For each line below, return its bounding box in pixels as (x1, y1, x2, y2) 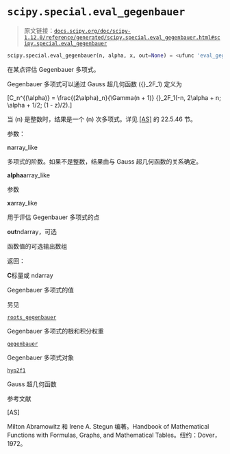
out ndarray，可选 (7, 227, 57, 236)
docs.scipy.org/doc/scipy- (53, 27, 131, 34)
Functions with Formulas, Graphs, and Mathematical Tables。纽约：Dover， (7, 431, 221, 439)
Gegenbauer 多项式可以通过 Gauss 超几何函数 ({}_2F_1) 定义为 (7, 79, 183, 88)
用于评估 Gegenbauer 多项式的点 (7, 213, 100, 221)
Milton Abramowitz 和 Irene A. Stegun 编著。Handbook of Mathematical (7, 422, 209, 430)
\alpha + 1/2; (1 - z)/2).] (7, 101, 73, 109)
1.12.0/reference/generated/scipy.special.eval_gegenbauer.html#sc (23, 34, 220, 41)
